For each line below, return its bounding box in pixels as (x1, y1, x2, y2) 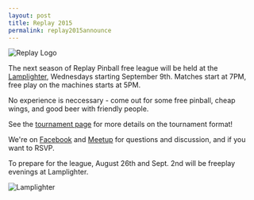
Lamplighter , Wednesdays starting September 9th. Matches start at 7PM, (8, 72, 247, 82)
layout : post (8, 11, 52, 20)
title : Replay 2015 (8, 19, 73, 27)
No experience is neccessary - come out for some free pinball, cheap (8, 96, 236, 106)
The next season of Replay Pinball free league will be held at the (8, 63, 218, 73)
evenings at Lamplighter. (8, 167, 89, 177)
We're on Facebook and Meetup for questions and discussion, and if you (8, 135, 246, 144)
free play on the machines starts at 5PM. (8, 80, 141, 90)
